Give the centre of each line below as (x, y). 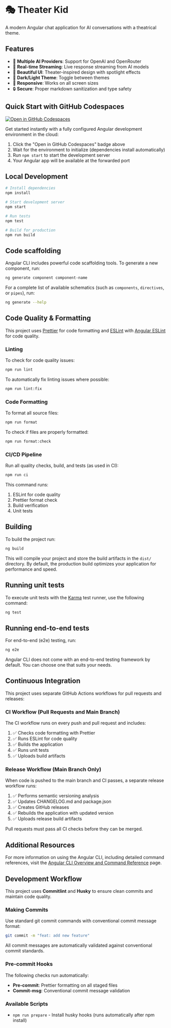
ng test (13, 612)
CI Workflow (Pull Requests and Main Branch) (63, 712)
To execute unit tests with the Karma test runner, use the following (75, 597)
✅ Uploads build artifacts (39, 756)
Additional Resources (40, 845)
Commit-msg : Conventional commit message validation (71, 990)
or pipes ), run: (20, 293)
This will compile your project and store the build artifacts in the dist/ (78, 558)
